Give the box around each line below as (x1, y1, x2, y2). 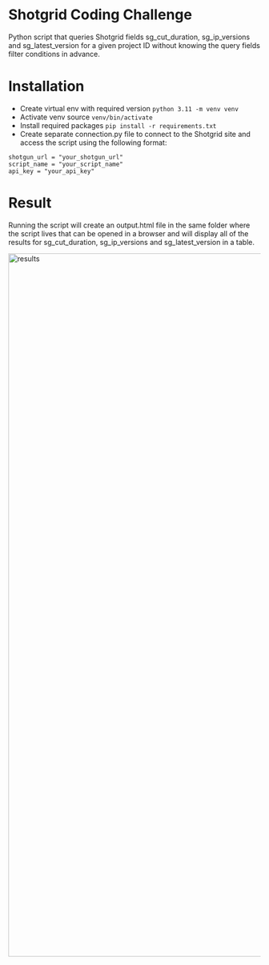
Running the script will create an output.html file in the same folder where (8, 220, 251, 230)
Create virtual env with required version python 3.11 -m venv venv (19, 103, 239, 113)
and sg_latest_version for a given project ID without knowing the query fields (8, 40, 260, 50)
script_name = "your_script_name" (8, 160, 124, 168)
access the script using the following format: (19, 138, 167, 147)
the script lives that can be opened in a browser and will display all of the (8, 228, 249, 238)
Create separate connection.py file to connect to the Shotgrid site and (19, 129, 251, 139)
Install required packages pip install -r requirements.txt (19, 120, 217, 130)
